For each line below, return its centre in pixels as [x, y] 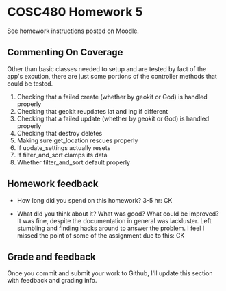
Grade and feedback [51, 256]
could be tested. [30, 84]
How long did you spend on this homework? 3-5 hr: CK [95, 200]
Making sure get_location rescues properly [77, 140]
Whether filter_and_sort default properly [74, 162]
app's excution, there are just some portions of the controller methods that [112, 76]
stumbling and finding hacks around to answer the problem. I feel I [111, 228]
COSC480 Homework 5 [75, 12]
